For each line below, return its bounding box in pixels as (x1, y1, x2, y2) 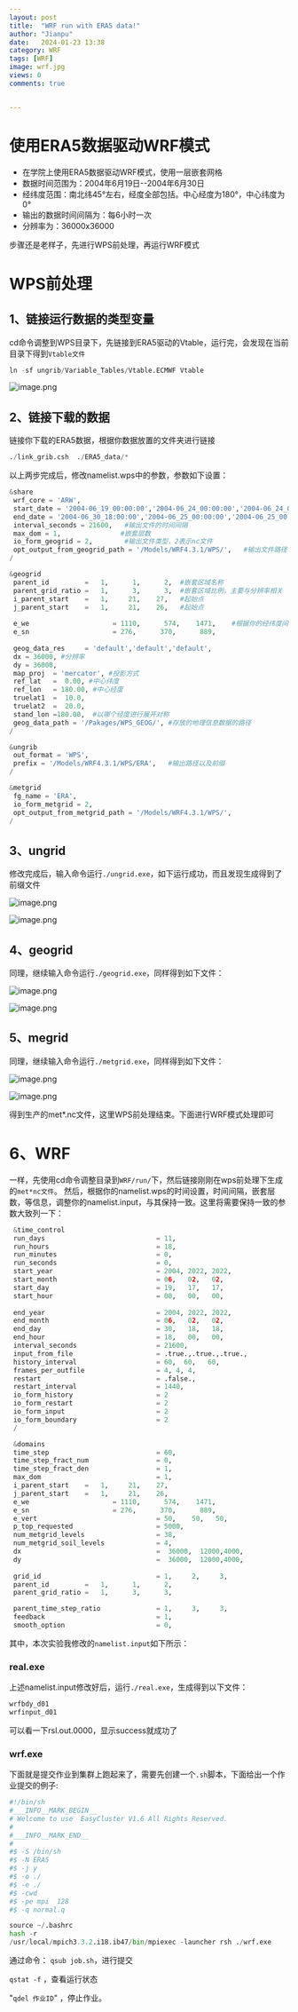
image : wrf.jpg (9, 63, 66, 72)
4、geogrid (9, 942, 74, 957)
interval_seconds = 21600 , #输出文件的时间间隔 (12, 520, 188, 529)
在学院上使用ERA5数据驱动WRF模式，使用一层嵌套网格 (21, 166, 223, 178)
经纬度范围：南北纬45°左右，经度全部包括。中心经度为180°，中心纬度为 (21, 188, 286, 200)
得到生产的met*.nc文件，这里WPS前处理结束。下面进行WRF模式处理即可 (9, 1109, 275, 1120)
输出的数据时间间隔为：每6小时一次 (21, 210, 153, 220)
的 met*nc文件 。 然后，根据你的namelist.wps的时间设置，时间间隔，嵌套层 (9, 1185, 276, 1196)
